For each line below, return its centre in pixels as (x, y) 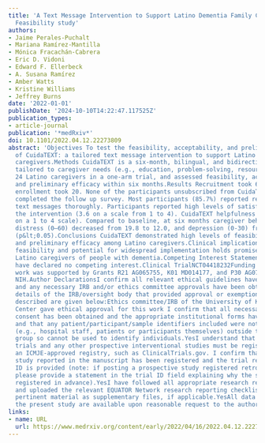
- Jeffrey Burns (35, 96)
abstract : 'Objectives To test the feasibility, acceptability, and (123, 148)
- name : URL (28, 419)
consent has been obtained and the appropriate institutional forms (130, 317)
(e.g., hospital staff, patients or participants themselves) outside (134, 331)
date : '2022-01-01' (40, 103)
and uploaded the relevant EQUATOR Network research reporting (121, 390)
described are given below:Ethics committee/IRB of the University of (134, 302)
